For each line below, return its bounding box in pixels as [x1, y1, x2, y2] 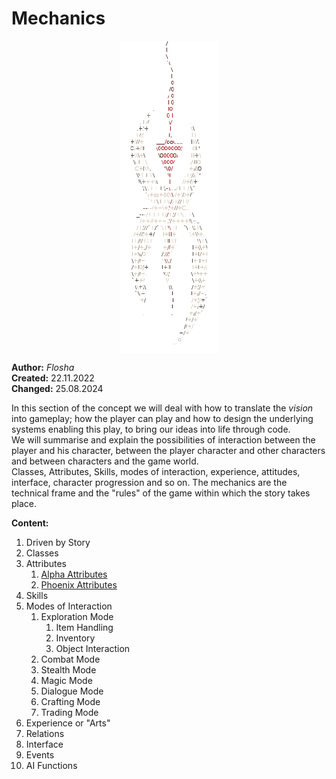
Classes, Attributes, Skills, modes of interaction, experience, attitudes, [11, 465, 301, 477]
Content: [11, 517, 49, 529]
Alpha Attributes [40, 568, 108, 580]
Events [25, 748, 55, 761]
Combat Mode [40, 653, 101, 665]
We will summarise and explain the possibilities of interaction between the [11, 433, 316, 446]
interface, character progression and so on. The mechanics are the [11, 476, 288, 488]
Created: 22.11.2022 [11, 372, 95, 384]
